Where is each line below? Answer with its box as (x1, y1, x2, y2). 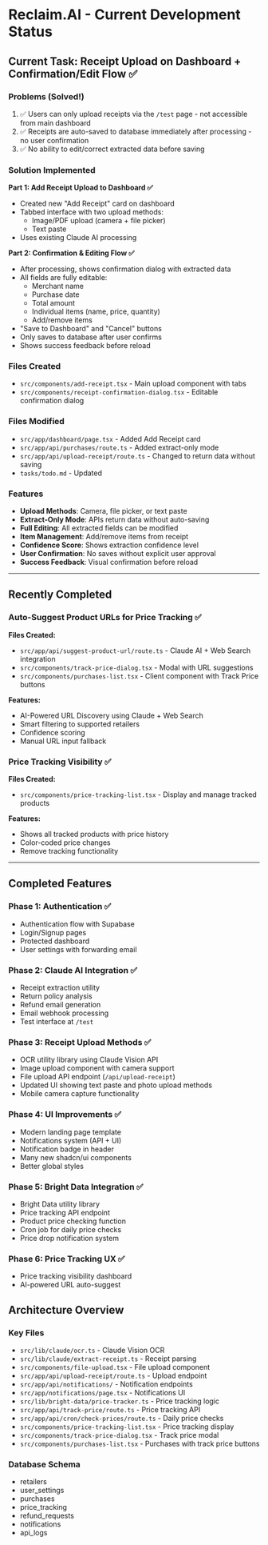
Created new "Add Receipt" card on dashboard (19, 198, 175, 209)
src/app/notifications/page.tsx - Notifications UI (19, 1387, 186, 1397)
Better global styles (19, 1161, 84, 1171)
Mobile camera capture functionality (19, 1089, 140, 1099)
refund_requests (19, 1511, 74, 1521)
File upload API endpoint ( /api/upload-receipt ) (19, 1072, 175, 1082)
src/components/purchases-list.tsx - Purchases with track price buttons (19, 1439, 261, 1448)
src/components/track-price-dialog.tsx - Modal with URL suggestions (19, 662, 254, 672)
